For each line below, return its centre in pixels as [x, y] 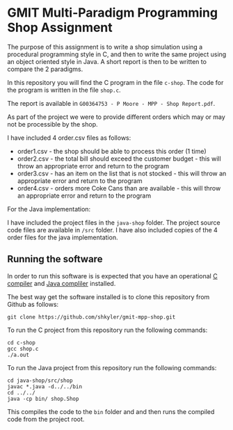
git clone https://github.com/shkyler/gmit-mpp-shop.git [91, 317]
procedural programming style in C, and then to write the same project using [117, 54]
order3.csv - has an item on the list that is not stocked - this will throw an [122, 173]
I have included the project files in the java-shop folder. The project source [114, 222]
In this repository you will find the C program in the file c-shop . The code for [115, 82]
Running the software [55, 259]
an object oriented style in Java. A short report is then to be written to [107, 61]
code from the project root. [46, 419]
